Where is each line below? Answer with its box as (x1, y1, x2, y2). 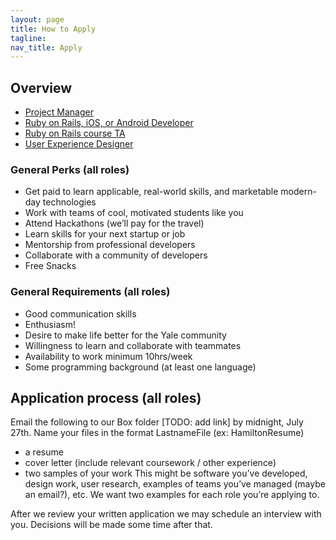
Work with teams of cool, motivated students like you (24, 207, 244, 219)
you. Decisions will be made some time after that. (10, 519, 213, 531)
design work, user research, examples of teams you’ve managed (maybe (24, 478, 326, 490)
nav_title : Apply (10, 42, 83, 53)
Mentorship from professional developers (24, 239, 196, 251)
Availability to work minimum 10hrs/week (24, 350, 193, 362)
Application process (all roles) (10, 390, 202, 407)
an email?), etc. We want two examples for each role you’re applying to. (24, 489, 320, 501)
